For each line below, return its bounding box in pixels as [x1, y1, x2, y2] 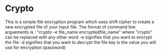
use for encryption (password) [5, 44, 66, 50]
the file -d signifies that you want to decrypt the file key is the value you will [5, 39, 156, 45]
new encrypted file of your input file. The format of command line [5, 24, 136, 29]
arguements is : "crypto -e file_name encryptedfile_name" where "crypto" [5, 29, 153, 35]
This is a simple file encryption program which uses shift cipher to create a [5, 19, 154, 25]
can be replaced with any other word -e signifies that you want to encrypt [5, 34, 152, 40]
